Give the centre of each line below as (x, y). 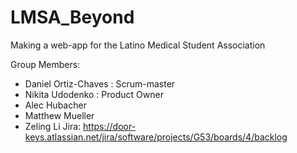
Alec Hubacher (55, 105)
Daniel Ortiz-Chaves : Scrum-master (100, 83)
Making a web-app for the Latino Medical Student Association (138, 45)
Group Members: (45, 64)
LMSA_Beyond (72, 17)
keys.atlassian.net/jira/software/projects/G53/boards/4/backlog (156, 137)
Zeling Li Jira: (53, 126)
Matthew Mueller (59, 115)
